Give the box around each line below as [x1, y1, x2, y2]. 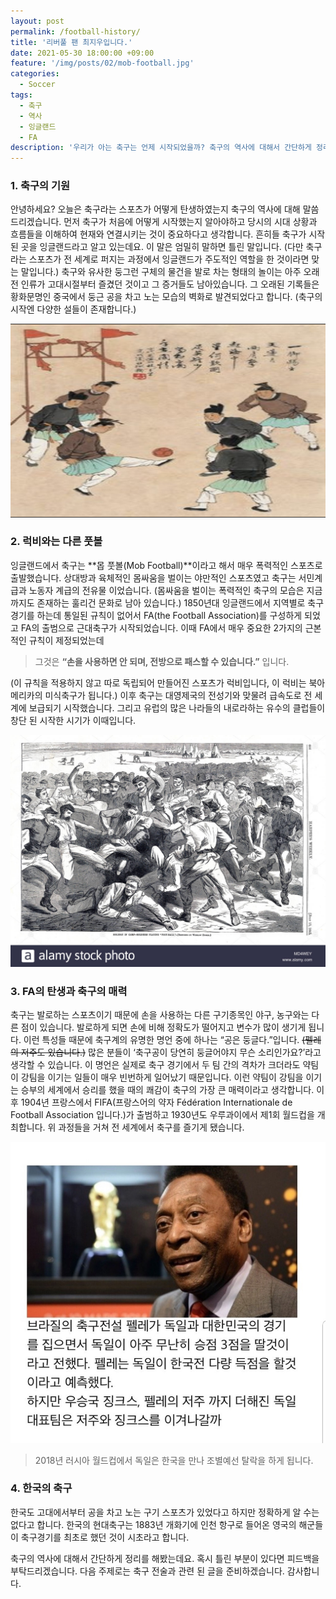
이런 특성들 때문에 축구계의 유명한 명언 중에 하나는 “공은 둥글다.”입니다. [23, 1034, 300, 1046]
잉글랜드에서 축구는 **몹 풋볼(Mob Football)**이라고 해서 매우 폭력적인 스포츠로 [10, 559, 323, 571]
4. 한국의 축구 [10, 1481, 73, 1495]
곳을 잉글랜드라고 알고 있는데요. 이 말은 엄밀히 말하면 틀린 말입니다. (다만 [20, 241, 304, 253]
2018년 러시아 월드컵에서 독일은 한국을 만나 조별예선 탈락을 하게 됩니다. [34, 1454, 314, 1466]
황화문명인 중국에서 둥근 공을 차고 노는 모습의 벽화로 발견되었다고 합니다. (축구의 [10, 291, 323, 303]
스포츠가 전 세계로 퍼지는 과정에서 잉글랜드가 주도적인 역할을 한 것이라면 [28, 253, 310, 265]
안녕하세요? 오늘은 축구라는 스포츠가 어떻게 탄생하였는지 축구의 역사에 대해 [10, 203, 301, 215]
